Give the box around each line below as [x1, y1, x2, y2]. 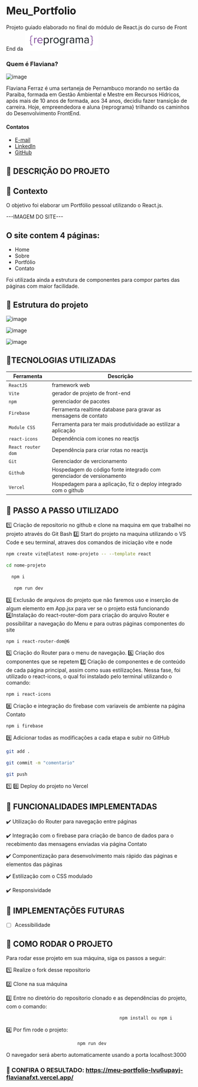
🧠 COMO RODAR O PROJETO [6, 939, 113, 949]
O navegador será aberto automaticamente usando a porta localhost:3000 [6, 1052, 187, 1059]
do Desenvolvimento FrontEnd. [6, 109, 81, 116]
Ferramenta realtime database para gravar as [52, 406, 161, 413]
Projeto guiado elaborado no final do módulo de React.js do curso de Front [6, 24, 187, 31]
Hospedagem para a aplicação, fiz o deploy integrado [52, 480, 182, 487]
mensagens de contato [52, 412, 108, 419]
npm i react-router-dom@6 [6, 638, 70, 645]
